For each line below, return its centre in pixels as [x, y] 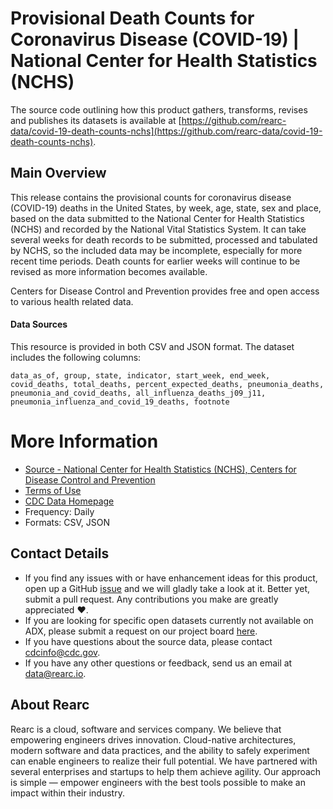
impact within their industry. [67, 793]
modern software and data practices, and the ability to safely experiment [160, 750]
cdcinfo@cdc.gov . [62, 652]
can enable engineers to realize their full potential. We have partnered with [164, 761]
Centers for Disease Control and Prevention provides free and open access [165, 291]
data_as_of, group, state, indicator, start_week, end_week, [140, 375]
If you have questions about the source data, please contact [148, 641]
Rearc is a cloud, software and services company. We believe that [146, 729]
